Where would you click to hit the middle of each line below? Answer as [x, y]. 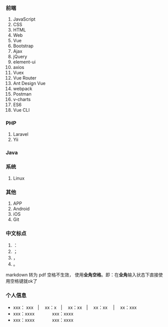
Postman [22, 94]
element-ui [24, 62]
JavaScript [24, 19]
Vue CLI [21, 110]
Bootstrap [23, 46]
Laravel [21, 134]
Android [21, 209]
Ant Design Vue [29, 84]
